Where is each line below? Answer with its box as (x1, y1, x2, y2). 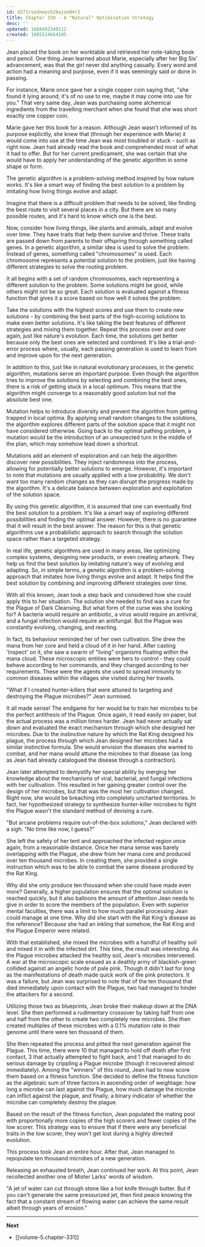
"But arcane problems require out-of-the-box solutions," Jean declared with (6, 819, 197, 826)
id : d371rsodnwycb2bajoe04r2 (6, 9, 81, 15)
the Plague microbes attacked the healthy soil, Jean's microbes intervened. (6, 952, 196, 959)
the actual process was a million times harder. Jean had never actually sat (6, 718, 192, 725)
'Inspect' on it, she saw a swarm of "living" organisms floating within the (6, 648, 189, 656)
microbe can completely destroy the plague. (6, 1099, 118, 1106)
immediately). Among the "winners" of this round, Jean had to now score (6, 1066, 190, 1074)
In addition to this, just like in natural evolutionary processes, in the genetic (6, 364, 194, 371)
